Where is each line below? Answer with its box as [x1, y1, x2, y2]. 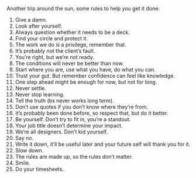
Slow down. [15, 147, 44, 154]
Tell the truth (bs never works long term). [15, 97, 114, 104]
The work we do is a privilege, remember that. [15, 41, 126, 48]
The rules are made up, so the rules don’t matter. [15, 153, 133, 160]
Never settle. [15, 85, 46, 91]
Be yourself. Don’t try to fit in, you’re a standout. [15, 116, 131, 122]
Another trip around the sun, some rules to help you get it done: [6, 5, 160, 12]
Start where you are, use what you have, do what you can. [15, 66, 156, 73]
